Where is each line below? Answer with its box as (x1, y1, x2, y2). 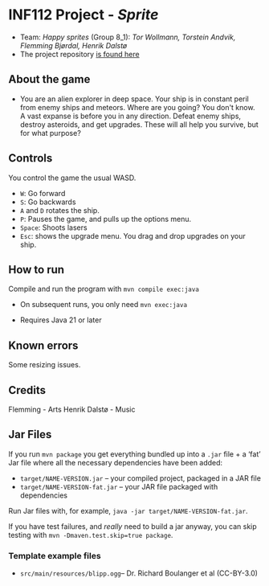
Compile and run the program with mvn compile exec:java (8, 284, 199, 294)
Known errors (8, 338, 79, 352)
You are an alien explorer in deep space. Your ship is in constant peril (19, 94, 249, 104)
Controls (8, 151, 53, 166)
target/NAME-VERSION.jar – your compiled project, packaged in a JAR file (19, 473, 261, 483)
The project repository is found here (19, 49, 140, 59)
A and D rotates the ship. (19, 205, 100, 215)
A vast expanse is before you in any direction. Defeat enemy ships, (19, 111, 242, 121)
